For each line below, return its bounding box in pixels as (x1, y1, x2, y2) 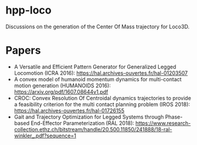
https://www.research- (135, 119, 191, 127)
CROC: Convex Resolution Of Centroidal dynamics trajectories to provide (14, 94, 191, 101)
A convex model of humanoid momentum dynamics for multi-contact (14, 75, 182, 83)
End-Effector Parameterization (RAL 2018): (31, 119, 134, 127)
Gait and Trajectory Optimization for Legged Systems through (14, 113, 164, 120)
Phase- (165, 113, 183, 120)
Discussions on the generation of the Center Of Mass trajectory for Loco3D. (5, 23, 190, 30)
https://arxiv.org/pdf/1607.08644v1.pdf (14, 88, 109, 95)
